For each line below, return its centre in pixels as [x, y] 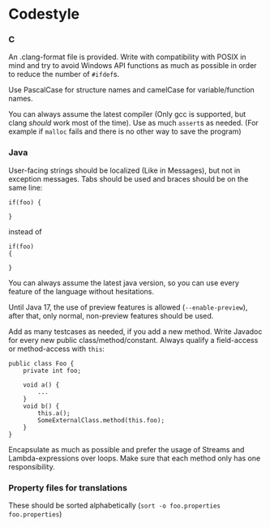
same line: [26, 187]
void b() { [41, 406]
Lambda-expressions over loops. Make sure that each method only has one [135, 458]
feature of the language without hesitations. [81, 291]
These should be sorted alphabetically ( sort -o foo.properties [115, 506]
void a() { [41, 385]
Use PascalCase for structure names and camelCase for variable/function [132, 90]
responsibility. [32, 466]
